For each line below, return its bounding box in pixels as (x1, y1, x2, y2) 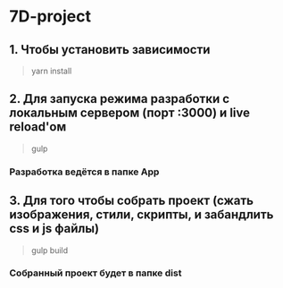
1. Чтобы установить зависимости (9, 42, 211, 57)
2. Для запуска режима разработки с (9, 91, 230, 106)
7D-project (9, 6, 92, 27)
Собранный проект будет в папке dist (9, 267, 182, 279)
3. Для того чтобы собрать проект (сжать (9, 193, 254, 208)
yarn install (30, 65, 72, 76)
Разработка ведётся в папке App (9, 165, 160, 178)
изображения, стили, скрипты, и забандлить (9, 208, 274, 223)
